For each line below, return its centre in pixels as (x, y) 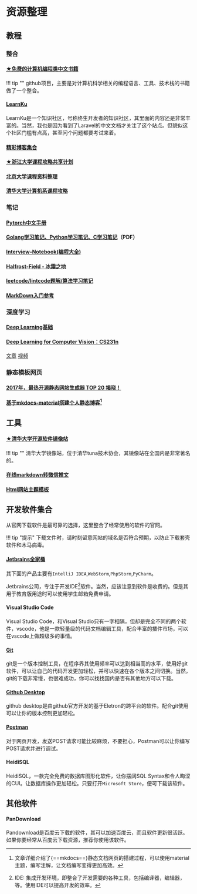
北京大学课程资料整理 (32, 176)
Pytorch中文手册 (26, 222)
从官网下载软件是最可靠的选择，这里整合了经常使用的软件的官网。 (86, 525)
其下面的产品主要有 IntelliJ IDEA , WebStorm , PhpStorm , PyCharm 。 (81, 574)
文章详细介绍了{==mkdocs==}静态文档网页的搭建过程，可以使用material (102, 858)
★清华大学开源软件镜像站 (37, 439)
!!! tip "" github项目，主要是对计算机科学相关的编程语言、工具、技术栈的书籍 (98, 83)
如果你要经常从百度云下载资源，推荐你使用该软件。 (68, 840)
